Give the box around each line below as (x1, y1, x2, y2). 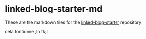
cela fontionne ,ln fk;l (5, 28, 48, 34)
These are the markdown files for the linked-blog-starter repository (5, 19, 142, 25)
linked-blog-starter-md (5, 3, 103, 14)
